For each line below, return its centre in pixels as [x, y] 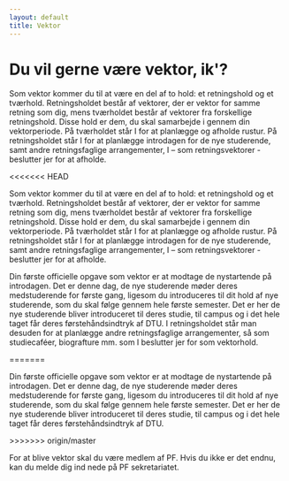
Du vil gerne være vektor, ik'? [118, 69]
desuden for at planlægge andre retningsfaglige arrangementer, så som [139, 333]
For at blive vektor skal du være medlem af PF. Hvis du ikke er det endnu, [143, 458]
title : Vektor [35, 26]
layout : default [39, 17]
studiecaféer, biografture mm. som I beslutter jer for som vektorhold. [134, 342]
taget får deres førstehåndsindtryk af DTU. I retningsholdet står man [133, 324]
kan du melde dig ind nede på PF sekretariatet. [94, 467]
